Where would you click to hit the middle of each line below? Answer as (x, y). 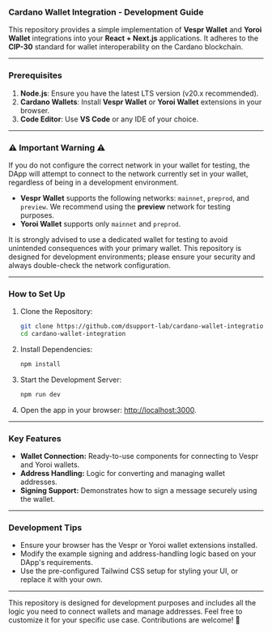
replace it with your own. (61, 580)
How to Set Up (37, 294)
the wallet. (37, 499)
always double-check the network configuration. (90, 265)
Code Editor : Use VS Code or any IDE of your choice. (109, 119)
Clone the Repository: (56, 312)
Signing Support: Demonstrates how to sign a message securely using (138, 490)
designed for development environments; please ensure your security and (132, 257)
